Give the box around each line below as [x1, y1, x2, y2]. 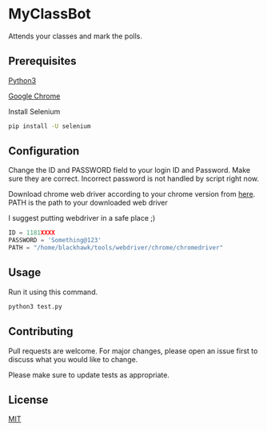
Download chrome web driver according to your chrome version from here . [8, 190, 256, 199]
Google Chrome [8, 91, 61, 101]
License [8, 393, 49, 406]
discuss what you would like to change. [8, 354, 138, 364]
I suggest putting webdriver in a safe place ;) [8, 214, 156, 223]
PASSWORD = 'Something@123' [8, 237, 102, 245]
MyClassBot [8, 5, 92, 23]
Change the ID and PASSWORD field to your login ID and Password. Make [8, 166, 250, 175]
